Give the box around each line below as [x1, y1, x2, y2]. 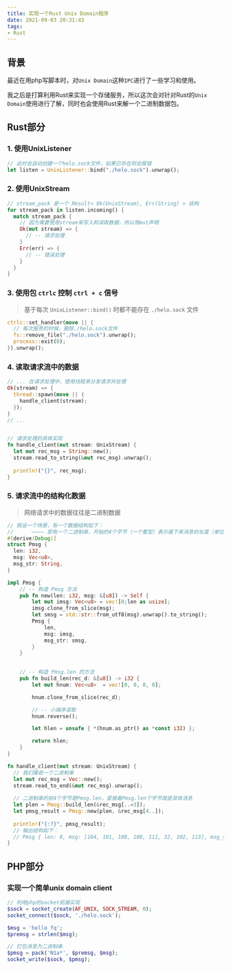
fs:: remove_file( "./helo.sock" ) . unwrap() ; [13, 332, 137, 339]
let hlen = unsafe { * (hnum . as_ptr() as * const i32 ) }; [32, 725, 195, 732]
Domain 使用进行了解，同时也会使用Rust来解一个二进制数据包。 [7, 99, 184, 108]
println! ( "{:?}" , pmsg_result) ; [13, 820, 107, 827]
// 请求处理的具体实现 [7, 435, 63, 442]
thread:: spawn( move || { [13, 391, 85, 398]
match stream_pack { [13, 213, 72, 220]
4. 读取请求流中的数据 [7, 362, 79, 372]
